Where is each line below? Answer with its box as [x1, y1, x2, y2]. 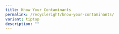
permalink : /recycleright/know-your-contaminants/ [5, 12, 114, 17]
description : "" [5, 21, 39, 26]
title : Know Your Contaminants [5, 7, 71, 12]
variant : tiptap [5, 16, 39, 21]
